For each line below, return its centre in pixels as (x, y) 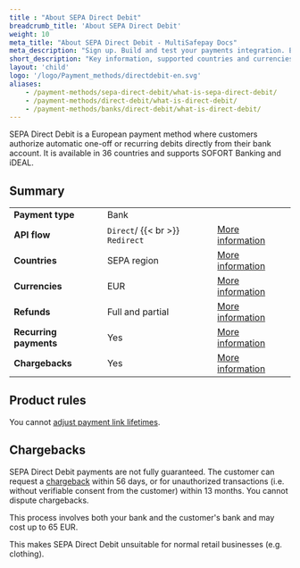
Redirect (125, 241)
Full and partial (138, 312)
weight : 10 (29, 34)
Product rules (48, 401)
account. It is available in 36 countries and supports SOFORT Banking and (145, 154)
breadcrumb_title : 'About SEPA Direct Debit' (95, 26)
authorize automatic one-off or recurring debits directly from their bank (140, 144)
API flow (32, 235)
